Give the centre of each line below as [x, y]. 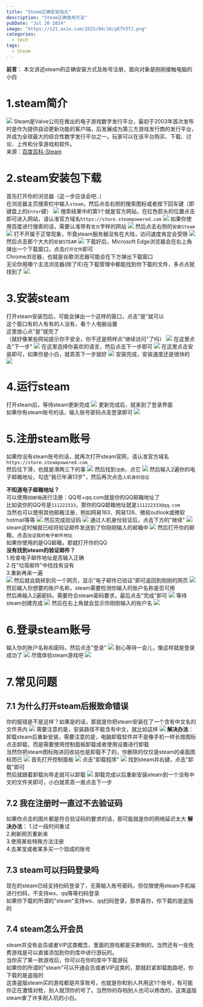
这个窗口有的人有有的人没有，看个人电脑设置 [62, 323]
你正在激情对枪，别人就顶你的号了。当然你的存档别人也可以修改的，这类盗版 [101, 990]
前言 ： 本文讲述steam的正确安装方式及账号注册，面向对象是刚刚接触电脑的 [99, 69]
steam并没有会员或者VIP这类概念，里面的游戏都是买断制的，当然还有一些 [98, 945]
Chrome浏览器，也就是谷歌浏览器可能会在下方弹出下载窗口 [80, 256]
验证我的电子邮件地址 [50, 536]
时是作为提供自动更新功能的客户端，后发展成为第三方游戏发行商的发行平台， [101, 129]
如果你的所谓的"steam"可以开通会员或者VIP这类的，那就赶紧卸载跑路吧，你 [100, 967]
